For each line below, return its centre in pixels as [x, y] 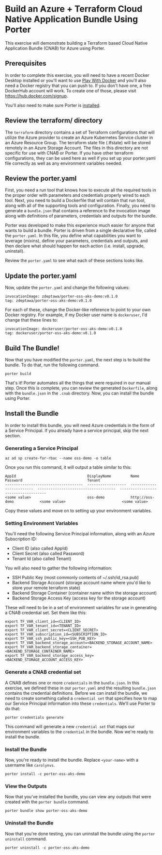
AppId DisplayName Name [72, 476]
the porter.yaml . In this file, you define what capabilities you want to [73, 236]
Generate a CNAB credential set [43, 672]
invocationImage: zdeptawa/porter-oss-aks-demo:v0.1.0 [61, 297]
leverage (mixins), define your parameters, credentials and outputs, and [76, 241]
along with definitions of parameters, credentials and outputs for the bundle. [81, 216]
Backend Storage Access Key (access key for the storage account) [79, 598]
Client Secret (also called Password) [48, 554]
